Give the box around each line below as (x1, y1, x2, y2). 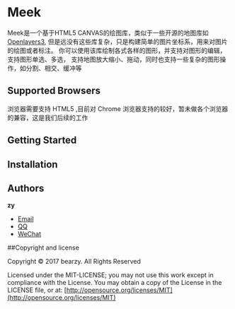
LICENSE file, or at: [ (7, 286, 67, 294)
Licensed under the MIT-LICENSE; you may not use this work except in (7, 271, 214, 279)
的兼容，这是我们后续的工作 (7, 113, 88, 122)
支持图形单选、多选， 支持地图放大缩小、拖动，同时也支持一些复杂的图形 (7, 54, 220, 64)
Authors (7, 182, 45, 194)
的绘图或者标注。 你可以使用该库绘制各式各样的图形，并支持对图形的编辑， (7, 46, 227, 54)
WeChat (17, 230, 41, 238)
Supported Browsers (7, 85, 101, 97)
